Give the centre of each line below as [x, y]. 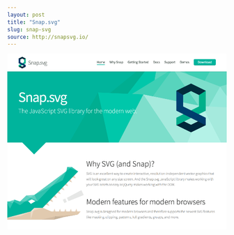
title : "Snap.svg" [34, 22]
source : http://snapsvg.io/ [48, 37]
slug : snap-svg [29, 29]
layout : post [26, 15]
